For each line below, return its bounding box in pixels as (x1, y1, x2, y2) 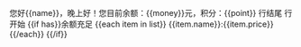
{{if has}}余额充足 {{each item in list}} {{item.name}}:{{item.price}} (26, 19, 274, 29)
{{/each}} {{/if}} (9, 29, 68, 39)
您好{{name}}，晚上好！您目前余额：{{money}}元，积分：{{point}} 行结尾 (9, 8, 283, 18)
